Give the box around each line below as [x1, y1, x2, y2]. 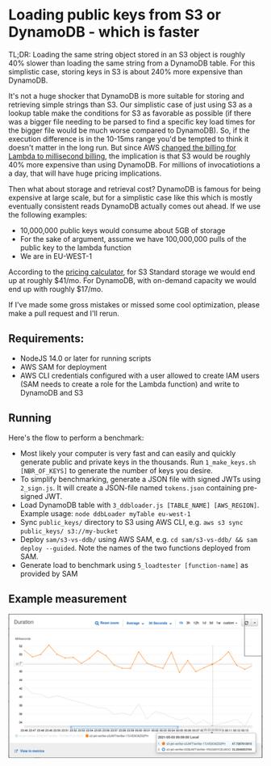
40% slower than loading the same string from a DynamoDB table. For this [8, 58, 256, 68]
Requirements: [8, 332, 85, 345]
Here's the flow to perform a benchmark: [8, 433, 144, 442]
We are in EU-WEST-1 [19, 251, 93, 260]
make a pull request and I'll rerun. [8, 308, 119, 318]
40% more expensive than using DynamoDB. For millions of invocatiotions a [8, 159, 261, 169]
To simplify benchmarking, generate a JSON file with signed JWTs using [19, 474, 261, 484]
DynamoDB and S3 [19, 387, 84, 397]
